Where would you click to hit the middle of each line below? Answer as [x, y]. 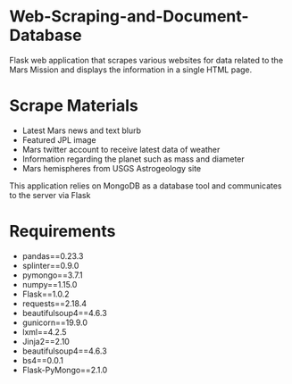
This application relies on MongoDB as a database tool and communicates [146, 186]
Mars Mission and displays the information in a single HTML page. [131, 70]
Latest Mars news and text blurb [81, 130]
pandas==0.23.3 [53, 255]
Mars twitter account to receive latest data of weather [121, 149]
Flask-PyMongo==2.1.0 [65, 370]
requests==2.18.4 [54, 303]
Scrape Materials [74, 106]
